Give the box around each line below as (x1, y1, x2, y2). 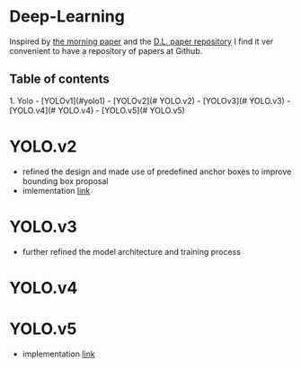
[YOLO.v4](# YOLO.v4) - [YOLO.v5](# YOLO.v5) (9, 105, 186, 116)
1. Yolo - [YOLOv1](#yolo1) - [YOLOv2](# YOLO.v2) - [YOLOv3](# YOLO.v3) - (9, 95, 291, 106)
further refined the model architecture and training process (22, 246, 241, 257)
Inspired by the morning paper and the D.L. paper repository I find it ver (9, 36, 274, 47)
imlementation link (22, 185, 91, 196)
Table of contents (9, 72, 110, 87)
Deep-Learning (9, 6, 126, 27)
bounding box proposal (22, 175, 109, 186)
